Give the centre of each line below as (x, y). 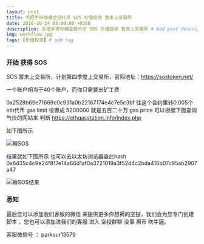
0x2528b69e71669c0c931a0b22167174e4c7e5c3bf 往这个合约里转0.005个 (100, 103)
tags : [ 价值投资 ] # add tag (40, 40)
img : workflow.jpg (29, 35)
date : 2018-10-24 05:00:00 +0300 (49, 23)
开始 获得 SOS (27, 63)
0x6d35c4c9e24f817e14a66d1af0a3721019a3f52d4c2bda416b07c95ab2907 (102, 163)
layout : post (23, 12)
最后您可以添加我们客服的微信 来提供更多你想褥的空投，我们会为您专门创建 (100, 214)
